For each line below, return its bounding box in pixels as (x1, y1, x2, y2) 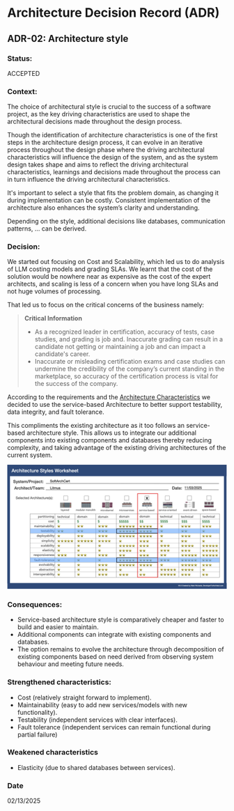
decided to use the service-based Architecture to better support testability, (7, 401, 223, 409)
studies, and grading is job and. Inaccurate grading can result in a (34, 335, 224, 343)
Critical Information (24, 314, 82, 323)
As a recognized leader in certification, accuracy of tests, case (34, 327, 214, 336)
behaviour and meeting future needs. (17, 660, 124, 668)
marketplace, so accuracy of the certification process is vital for (34, 372, 219, 380)
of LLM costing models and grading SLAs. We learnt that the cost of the (7, 265, 213, 273)
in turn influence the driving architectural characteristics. (7, 176, 171, 184)
